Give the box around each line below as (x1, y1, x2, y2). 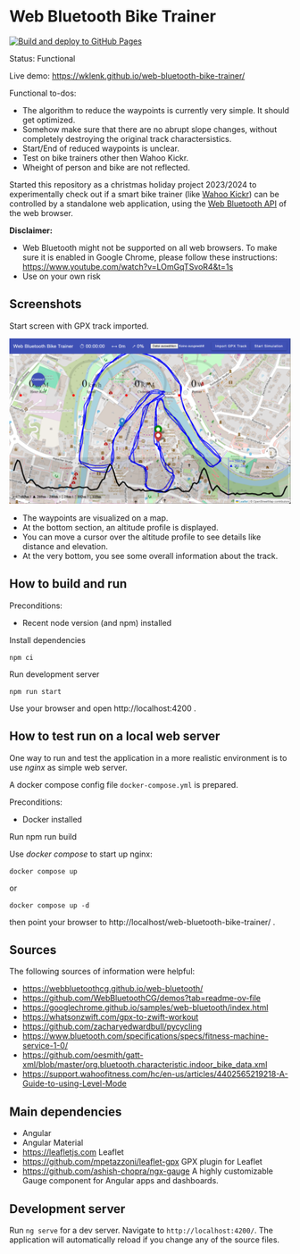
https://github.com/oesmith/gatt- (21, 1049, 145, 1060)
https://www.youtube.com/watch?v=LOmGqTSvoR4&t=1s (21, 261, 234, 272)
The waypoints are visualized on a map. (21, 513, 169, 523)
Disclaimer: (9, 225, 54, 236)
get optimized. (21, 114, 76, 125)
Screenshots (9, 297, 82, 312)
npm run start (9, 687, 62, 696)
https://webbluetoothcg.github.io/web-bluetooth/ (21, 983, 204, 994)
